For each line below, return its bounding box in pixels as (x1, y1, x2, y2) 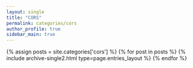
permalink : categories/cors (6, 20, 77, 26)
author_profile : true (6, 25, 61, 32)
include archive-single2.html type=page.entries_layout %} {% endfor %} (6, 55, 188, 62)
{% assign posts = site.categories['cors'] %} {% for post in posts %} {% (6, 48, 186, 55)
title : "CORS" (6, 15, 42, 21)
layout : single (6, 8, 45, 15)
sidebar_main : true (6, 32, 56, 38)
